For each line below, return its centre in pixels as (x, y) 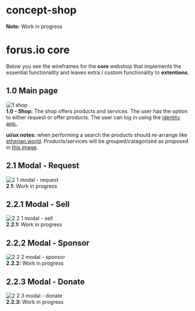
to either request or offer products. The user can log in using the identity (93, 117)
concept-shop (41, 10)
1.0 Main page (32, 91)
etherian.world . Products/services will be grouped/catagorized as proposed (97, 141)
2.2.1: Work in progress (34, 224)
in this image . (22, 147)
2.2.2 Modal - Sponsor (48, 243)
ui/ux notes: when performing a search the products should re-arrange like (97, 134)
